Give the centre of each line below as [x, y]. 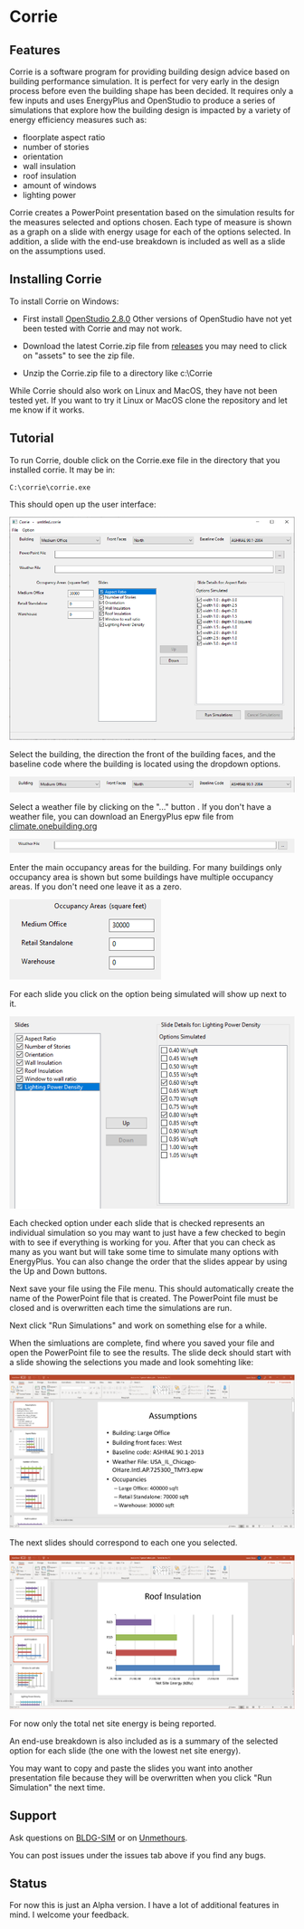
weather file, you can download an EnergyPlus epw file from [122, 816]
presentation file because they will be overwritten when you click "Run [141, 1777]
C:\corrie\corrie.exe [50, 487]
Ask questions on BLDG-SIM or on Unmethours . [99, 1838]
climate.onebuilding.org [53, 826]
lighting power [49, 195]
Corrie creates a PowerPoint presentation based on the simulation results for [152, 213]
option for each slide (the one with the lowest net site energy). [125, 1750]
